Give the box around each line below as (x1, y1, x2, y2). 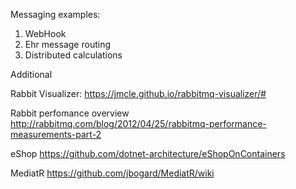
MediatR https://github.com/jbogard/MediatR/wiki (10, 167, 215, 179)
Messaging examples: (10, 9, 101, 20)
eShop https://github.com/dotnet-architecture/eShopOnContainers (10, 148, 286, 159)
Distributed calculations (24, 49, 123, 61)
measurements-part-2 (10, 129, 102, 140)
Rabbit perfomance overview (10, 107, 130, 119)
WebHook (24, 28, 67, 39)
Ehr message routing (24, 39, 111, 50)
